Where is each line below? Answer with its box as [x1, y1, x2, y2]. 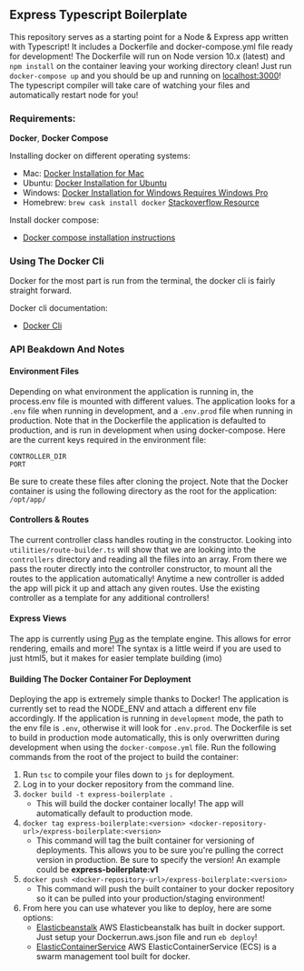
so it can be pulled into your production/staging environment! [35, 893, 266, 904]
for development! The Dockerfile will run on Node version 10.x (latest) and [9, 50, 286, 62]
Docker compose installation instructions [22, 232, 176, 244]
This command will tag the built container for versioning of [35, 836, 255, 846]
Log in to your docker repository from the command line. [22, 779, 234, 790]
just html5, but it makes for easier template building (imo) [9, 652, 222, 663]
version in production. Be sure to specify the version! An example [35, 855, 281, 866]
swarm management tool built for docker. [35, 951, 191, 962]
